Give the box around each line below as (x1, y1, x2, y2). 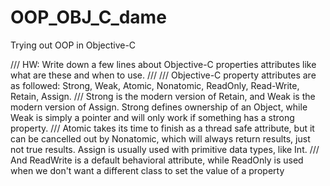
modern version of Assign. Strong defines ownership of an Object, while (10, 101, 308, 113)
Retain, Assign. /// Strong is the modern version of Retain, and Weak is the (10, 90, 316, 102)
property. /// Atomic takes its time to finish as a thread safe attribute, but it (10, 122, 315, 134)
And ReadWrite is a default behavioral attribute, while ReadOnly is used (10, 154, 304, 166)
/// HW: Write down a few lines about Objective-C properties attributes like (10, 58, 317, 70)
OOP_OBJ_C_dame (10, 6, 167, 29)
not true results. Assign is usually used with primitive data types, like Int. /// (10, 143, 320, 155)
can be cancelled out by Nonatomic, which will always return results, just (10, 132, 311, 145)
